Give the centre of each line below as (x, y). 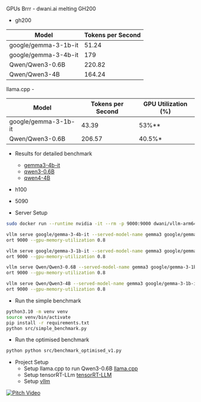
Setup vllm (37, 381)
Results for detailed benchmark (54, 153)
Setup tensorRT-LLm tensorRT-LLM (68, 375)
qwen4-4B (37, 178)
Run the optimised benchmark (52, 340)
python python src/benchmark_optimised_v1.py (64, 351)
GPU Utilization (165, 104)
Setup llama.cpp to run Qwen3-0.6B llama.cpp (81, 368)
